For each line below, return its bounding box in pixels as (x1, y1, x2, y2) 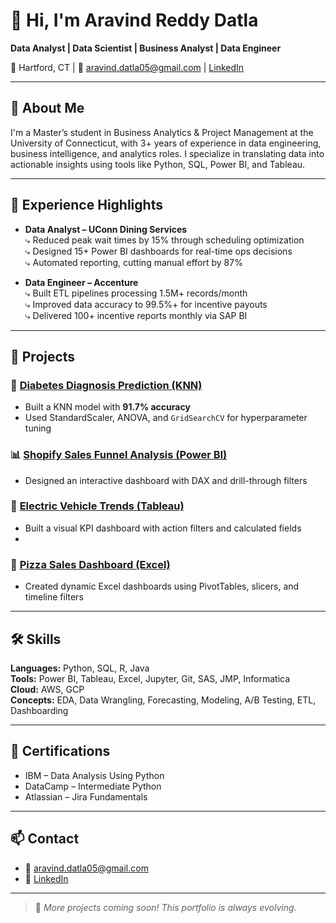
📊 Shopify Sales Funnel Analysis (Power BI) (10, 448, 228, 462)
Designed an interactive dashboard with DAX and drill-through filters (24, 474, 308, 486)
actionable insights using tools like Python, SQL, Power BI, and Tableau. (10, 158, 306, 170)
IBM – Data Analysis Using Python (24, 769, 165, 781)
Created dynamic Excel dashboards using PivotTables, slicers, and (24, 580, 300, 593)
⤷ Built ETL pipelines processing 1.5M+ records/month (24, 287, 248, 299)
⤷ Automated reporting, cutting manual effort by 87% (24, 256, 243, 268)
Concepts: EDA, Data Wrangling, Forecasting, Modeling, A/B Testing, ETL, (10, 694, 317, 706)
